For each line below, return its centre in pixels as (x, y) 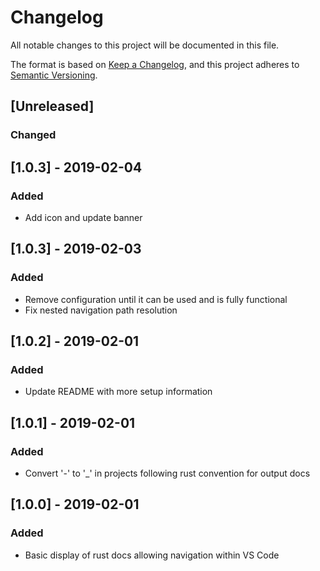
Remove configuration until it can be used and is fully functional (156, 299)
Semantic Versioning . (54, 75)
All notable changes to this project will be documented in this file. (145, 45)
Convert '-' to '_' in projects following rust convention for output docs (167, 473)
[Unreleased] (52, 106)
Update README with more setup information (118, 392)
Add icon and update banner (83, 217)
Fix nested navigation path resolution (101, 310)
